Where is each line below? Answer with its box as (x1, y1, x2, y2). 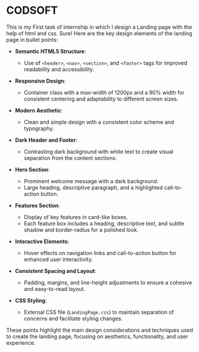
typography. (23, 125, 54, 132)
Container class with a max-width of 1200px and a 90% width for (23, 89, 185, 96)
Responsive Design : (14, 77, 66, 84)
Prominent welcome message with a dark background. (23, 177, 159, 184)
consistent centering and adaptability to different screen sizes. (23, 95, 179, 102)
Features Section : (14, 202, 60, 209)
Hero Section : (14, 166, 50, 173)
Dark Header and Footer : (14, 136, 78, 144)
